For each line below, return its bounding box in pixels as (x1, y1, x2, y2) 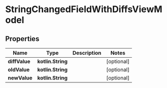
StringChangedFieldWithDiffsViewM (5, 4, 162, 15)
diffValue (8, 58, 30, 65)
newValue (8, 74, 32, 81)
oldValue (8, 66, 30, 73)
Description (72, 50, 102, 56)
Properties (5, 34, 40, 43)
